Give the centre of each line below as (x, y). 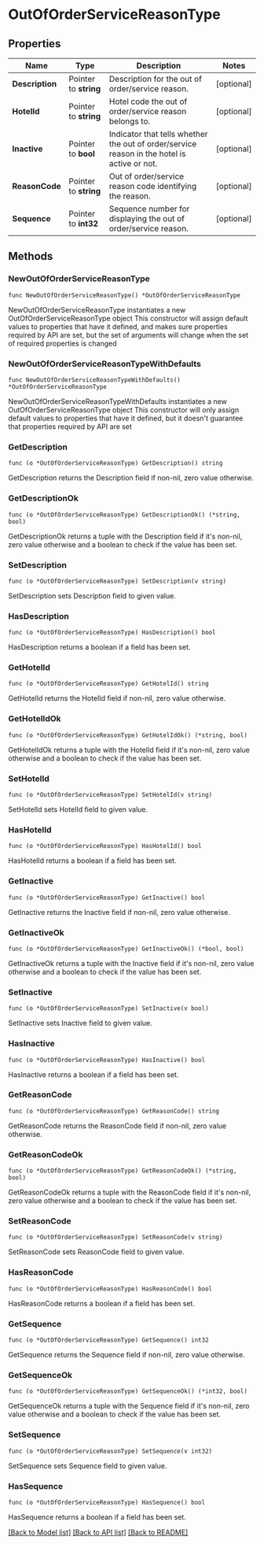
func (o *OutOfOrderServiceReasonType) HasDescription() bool (112, 633)
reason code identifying (153, 186)
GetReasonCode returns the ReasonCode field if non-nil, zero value (117, 1126)
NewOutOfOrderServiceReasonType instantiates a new (97, 309)
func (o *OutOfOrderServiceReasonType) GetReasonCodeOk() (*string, (123, 1171)
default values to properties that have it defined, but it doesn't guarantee (126, 418)
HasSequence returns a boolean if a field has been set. (97, 1516)
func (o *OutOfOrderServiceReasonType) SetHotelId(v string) (110, 795)
